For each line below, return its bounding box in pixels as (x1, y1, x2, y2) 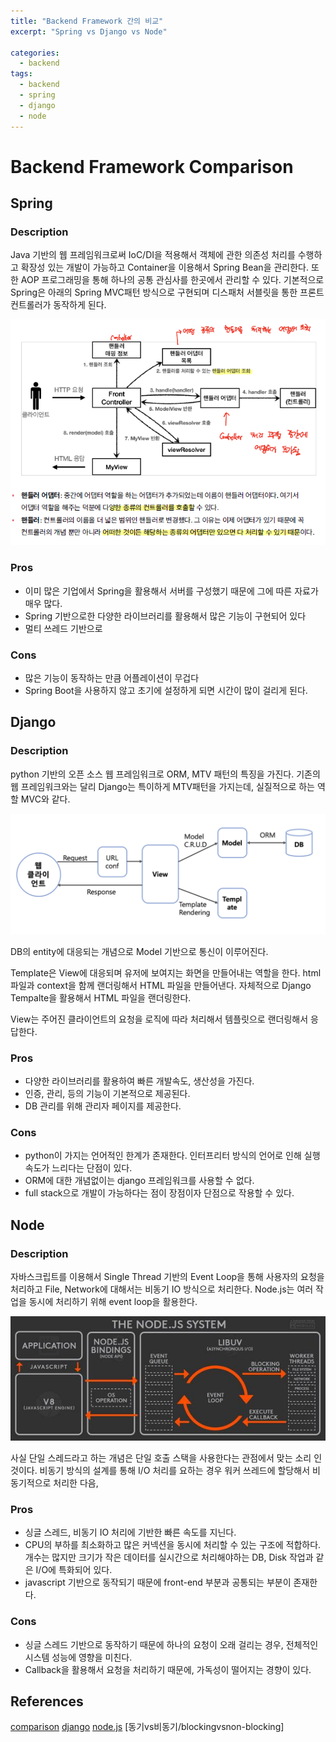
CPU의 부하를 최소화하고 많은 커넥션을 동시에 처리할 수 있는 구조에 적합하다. (24, 1539, 322, 1551)
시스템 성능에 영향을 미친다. (24, 1651, 133, 1663)
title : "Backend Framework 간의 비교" (10, 16, 164, 26)
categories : (10, 48, 60, 58)
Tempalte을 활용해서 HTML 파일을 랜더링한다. (10, 991, 192, 1004)
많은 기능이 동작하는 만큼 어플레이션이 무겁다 (24, 672, 200, 684)
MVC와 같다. (20, 793, 71, 805)
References (10, 1693, 84, 1710)
